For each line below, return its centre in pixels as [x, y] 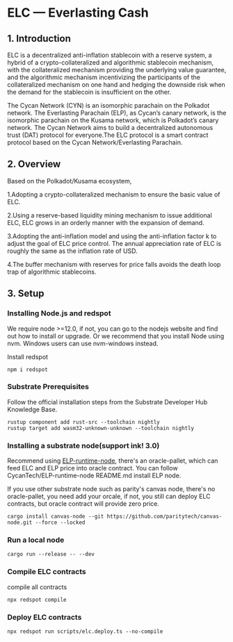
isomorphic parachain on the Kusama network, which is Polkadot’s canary [113, 120]
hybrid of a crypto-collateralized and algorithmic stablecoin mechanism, [111, 63]
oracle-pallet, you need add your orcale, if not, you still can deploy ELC [109, 496]
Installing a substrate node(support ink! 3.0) [83, 445]
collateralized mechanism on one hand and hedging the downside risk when [116, 84]
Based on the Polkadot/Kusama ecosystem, [70, 181]
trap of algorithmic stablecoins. [52, 272]
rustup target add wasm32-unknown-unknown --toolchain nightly [101, 428]
